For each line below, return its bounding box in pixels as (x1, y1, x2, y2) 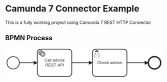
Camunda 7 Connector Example (5, 3, 139, 14)
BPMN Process (5, 34, 52, 42)
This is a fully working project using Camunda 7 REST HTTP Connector (5, 19, 151, 25)
